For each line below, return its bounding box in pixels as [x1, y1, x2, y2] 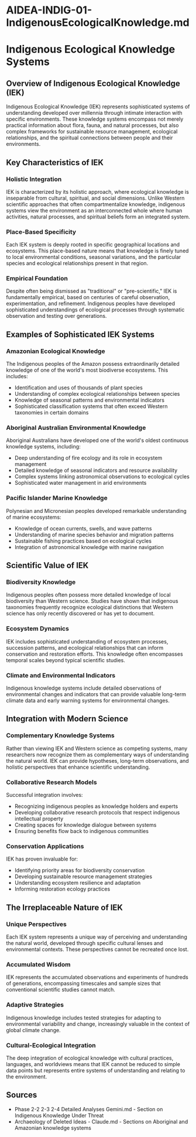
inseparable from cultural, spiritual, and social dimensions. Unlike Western [6, 194, 185, 201]
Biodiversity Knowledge [6, 578, 76, 586]
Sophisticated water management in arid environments [14, 480, 147, 487]
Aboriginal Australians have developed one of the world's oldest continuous [6, 437, 189, 444]
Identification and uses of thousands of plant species [14, 384, 143, 391]
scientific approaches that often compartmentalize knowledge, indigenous [6, 200, 185, 208]
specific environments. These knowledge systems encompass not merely [6, 115, 184, 123]
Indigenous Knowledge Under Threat [14, 1112, 104, 1119]
